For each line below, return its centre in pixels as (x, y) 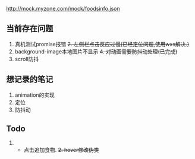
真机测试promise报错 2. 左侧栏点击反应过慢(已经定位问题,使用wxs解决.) (102, 44)
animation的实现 (35, 95)
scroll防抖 (27, 59)
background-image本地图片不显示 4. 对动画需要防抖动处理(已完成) (96, 51)
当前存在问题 (30, 29)
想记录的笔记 (30, 79)
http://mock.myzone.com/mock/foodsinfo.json (63, 9)
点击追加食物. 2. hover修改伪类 (61, 150)
